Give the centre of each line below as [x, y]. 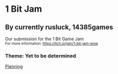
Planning [14, 67]
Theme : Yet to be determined [41, 56]
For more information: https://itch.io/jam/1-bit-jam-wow [52, 44]
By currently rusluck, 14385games [59, 27]
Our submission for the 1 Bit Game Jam [44, 39]
